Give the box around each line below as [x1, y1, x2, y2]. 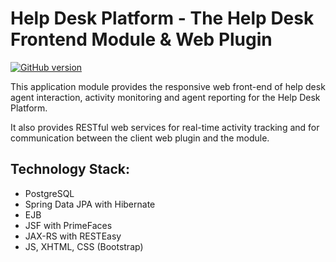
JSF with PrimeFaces [24, 219, 113, 231]
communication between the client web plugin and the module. [10, 132, 270, 144]
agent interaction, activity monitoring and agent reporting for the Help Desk [10, 91, 321, 103]
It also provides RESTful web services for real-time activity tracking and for [10, 121, 320, 133]
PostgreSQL [24, 187, 75, 199]
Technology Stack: [10, 161, 131, 178]
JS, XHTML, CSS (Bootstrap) [24, 240, 144, 252]
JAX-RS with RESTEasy [24, 230, 122, 242]
